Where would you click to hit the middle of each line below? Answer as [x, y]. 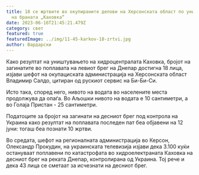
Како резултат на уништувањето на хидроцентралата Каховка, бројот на [98, 61]
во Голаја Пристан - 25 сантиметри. [52, 104]
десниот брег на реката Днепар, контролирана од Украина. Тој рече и [95, 159]
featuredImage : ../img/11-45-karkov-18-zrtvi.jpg [69, 39]
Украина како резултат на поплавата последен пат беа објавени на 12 [95, 122]
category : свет [25, 28]
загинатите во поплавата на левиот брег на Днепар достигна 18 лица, [95, 68]
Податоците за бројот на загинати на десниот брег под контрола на [92, 116]
